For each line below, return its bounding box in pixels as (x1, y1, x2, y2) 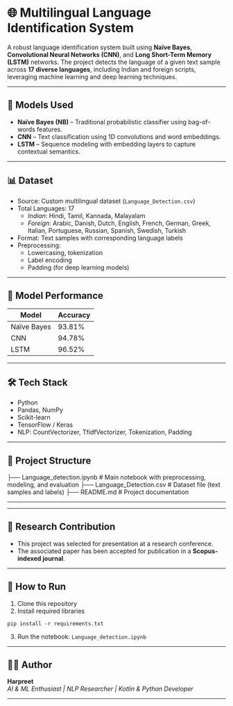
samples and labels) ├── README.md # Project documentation (7, 488, 189, 496)
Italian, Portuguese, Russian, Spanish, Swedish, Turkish (27, 226, 186, 234)
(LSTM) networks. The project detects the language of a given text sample (7, 58, 221, 66)
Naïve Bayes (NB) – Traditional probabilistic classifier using (17, 117, 187, 126)
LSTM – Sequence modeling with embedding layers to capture (17, 140, 196, 148)
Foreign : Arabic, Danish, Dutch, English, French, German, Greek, (27, 219, 212, 227)
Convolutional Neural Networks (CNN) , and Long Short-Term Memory (7, 50, 212, 58)
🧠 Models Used (7, 99, 74, 111)
